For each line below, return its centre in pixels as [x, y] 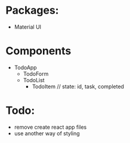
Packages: [32, 10]
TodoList [34, 80]
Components [38, 51]
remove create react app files [50, 127]
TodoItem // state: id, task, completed [78, 86]
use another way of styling [47, 133]
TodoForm [36, 74]
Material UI [28, 27]
